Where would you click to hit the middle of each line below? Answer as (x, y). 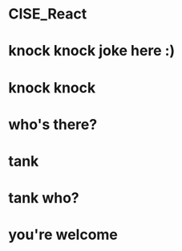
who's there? (53, 124)
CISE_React (48, 14)
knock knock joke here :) (92, 51)
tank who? (44, 198)
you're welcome (63, 235)
